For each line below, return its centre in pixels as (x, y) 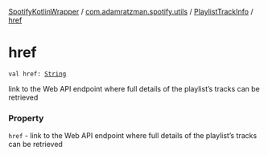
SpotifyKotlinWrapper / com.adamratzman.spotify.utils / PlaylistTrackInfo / (131, 12)
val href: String (37, 74)
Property (26, 118)
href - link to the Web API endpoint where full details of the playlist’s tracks (133, 136)
